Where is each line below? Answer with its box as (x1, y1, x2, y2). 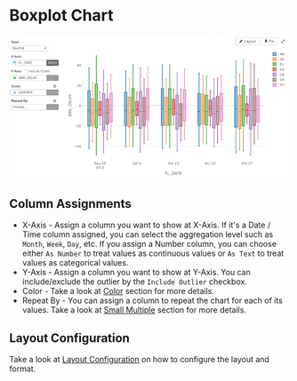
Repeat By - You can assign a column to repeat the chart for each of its (21, 295, 283, 306)
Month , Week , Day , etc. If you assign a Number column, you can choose (21, 239, 277, 250)
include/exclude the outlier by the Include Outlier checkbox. (21, 276, 247, 287)
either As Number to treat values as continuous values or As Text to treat (21, 248, 285, 258)
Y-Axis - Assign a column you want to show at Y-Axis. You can (21, 267, 251, 278)
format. (9, 363, 36, 374)
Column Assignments (9, 196, 132, 211)
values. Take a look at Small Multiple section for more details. (21, 305, 247, 315)
